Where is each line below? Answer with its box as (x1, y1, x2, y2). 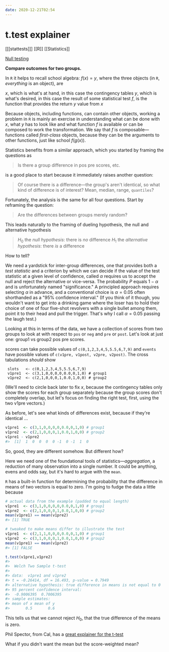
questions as (5, 152, 32, 158)
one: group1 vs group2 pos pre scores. (5, 337, 86, 343)
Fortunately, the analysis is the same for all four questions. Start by (5, 197, 144, 203)
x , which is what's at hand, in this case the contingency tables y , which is (5, 90, 157, 96)
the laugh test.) (5, 316, 37, 322)
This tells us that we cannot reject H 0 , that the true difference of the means (5, 615, 161, 622)
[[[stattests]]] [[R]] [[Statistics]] (5, 46, 70, 52)
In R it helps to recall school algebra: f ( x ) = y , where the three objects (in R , (5, 75, 160, 81)
